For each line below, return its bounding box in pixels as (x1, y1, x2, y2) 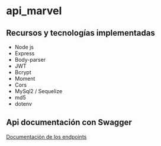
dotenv (14, 100, 33, 107)
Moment (14, 75, 36, 82)
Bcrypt (14, 69, 31, 75)
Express (14, 50, 35, 57)
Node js (14, 43, 34, 50)
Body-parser (14, 56, 46, 63)
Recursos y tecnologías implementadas (6, 28, 155, 38)
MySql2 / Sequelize (14, 88, 63, 94)
